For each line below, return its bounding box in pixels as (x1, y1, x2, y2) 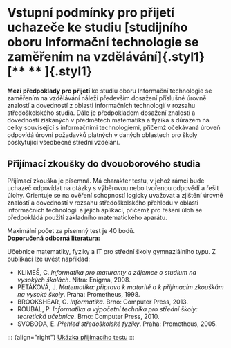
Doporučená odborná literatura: (7, 234, 100, 242)
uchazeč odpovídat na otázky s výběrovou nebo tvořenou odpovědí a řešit (7, 183, 219, 192)
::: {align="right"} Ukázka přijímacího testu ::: (7, 333, 135, 341)
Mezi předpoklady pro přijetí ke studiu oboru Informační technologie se (7, 86, 212, 95)
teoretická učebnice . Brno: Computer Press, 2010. (17, 312, 160, 320)
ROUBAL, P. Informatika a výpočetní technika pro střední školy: (17, 304, 198, 313)
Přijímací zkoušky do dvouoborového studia (7, 158, 201, 170)
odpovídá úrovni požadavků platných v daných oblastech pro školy (7, 130, 198, 139)
